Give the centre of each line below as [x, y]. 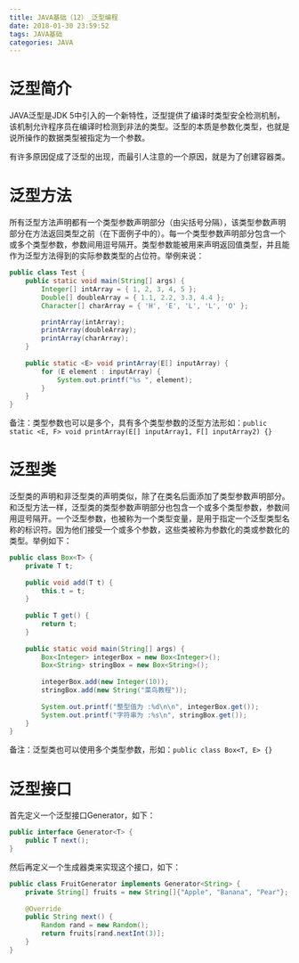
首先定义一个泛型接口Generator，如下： [82, 815]
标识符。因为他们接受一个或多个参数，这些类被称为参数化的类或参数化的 [157, 530]
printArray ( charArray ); [85, 339]
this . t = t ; [64, 591]
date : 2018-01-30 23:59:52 [59, 26]
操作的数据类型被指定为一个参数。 [87, 138]
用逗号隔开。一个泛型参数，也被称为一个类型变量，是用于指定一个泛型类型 [145, 518]
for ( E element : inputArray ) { [101, 371]
